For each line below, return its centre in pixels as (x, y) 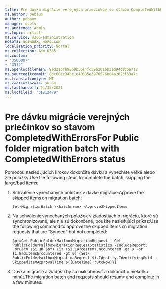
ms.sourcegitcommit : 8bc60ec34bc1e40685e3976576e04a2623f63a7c (72, 74)
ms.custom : (16, 56)
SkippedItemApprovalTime (38, 262)
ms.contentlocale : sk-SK (31, 83)
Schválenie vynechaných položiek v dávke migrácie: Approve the (78, 193)
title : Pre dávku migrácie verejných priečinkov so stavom (67, 10)
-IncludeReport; (131, 245)
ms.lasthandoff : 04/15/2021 (34, 88)
